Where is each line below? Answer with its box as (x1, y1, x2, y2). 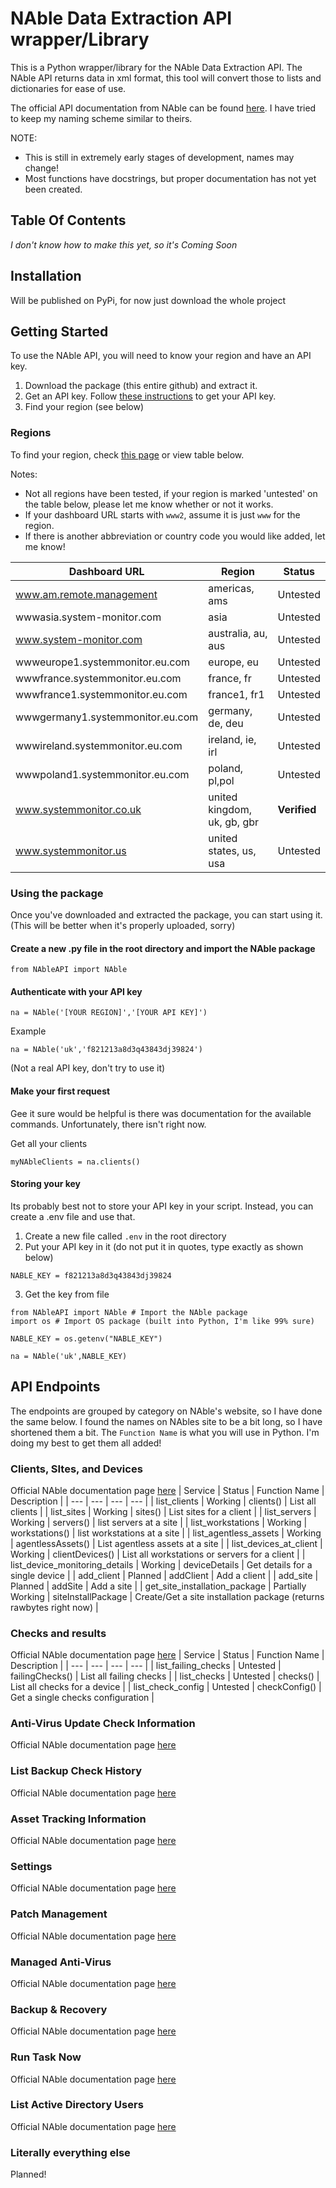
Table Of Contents (10, 212, 127, 229)
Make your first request (10, 1085, 111, 1097)
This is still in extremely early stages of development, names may (24, 151, 295, 163)
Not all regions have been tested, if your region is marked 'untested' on (24, 487, 318, 499)
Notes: (10, 468, 38, 480)
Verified (277, 802, 317, 816)
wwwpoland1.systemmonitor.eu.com (15, 767, 190, 781)
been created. (24, 183, 83, 195)
